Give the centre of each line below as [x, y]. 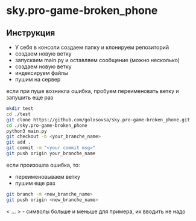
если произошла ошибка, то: [43, 165]
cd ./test [19, 114]
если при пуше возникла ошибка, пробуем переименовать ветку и [93, 91]
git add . [19, 143]
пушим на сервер [38, 79]
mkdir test [20, 109]
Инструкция [31, 33]
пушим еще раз [35, 183]
